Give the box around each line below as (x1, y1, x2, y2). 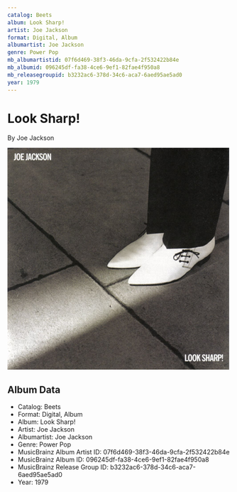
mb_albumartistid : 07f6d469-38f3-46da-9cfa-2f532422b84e (7, 57, 180, 64)
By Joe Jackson (7, 133, 55, 142)
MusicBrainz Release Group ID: (17, 463, 109, 471)
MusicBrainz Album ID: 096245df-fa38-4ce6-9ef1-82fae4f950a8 (17, 455, 209, 464)
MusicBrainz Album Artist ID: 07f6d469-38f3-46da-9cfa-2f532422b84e (17, 448, 230, 457)
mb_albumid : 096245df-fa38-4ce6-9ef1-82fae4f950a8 (7, 64, 160, 71)
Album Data (7, 383, 61, 395)
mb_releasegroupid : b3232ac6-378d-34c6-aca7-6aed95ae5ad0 (7, 71, 182, 78)
